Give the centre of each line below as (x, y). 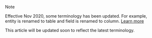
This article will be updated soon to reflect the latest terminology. (70, 30)
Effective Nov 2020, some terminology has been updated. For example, (76, 16)
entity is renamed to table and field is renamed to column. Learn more (75, 21)
